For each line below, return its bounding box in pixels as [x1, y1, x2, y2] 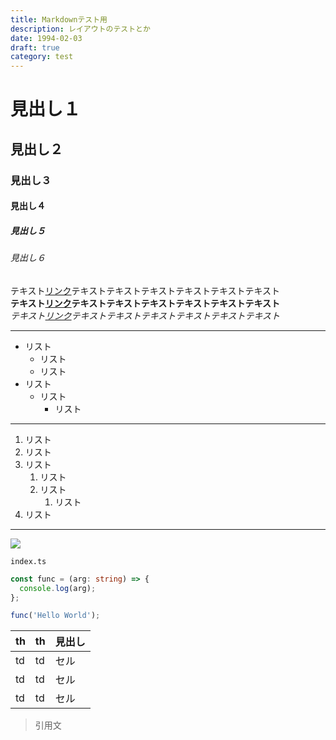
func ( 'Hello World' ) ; [10, 611, 101, 621]
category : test [10, 52, 74, 62]
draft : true [10, 42, 60, 53]
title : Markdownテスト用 [10, 14, 108, 25]
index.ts [10, 556, 47, 566]
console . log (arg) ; [19, 583, 97, 593]
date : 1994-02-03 [10, 33, 83, 43]
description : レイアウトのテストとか [10, 24, 151, 34]
